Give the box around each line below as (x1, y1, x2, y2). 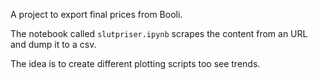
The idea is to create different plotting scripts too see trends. (10, 58, 261, 69)
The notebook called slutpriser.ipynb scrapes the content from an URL (10, 28, 308, 39)
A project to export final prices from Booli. (10, 9, 183, 20)
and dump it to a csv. (10, 39, 97, 50)
